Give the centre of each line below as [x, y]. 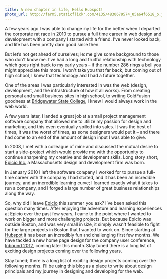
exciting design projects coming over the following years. [64, 251]
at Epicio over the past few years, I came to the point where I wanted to [78, 213]
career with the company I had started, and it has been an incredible [85, 177]
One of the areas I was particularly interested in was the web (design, [76, 85]
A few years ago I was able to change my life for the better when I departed [83, 28]
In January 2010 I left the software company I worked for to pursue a [75, 172]
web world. [17, 106]
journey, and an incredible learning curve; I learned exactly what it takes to [82, 183]
